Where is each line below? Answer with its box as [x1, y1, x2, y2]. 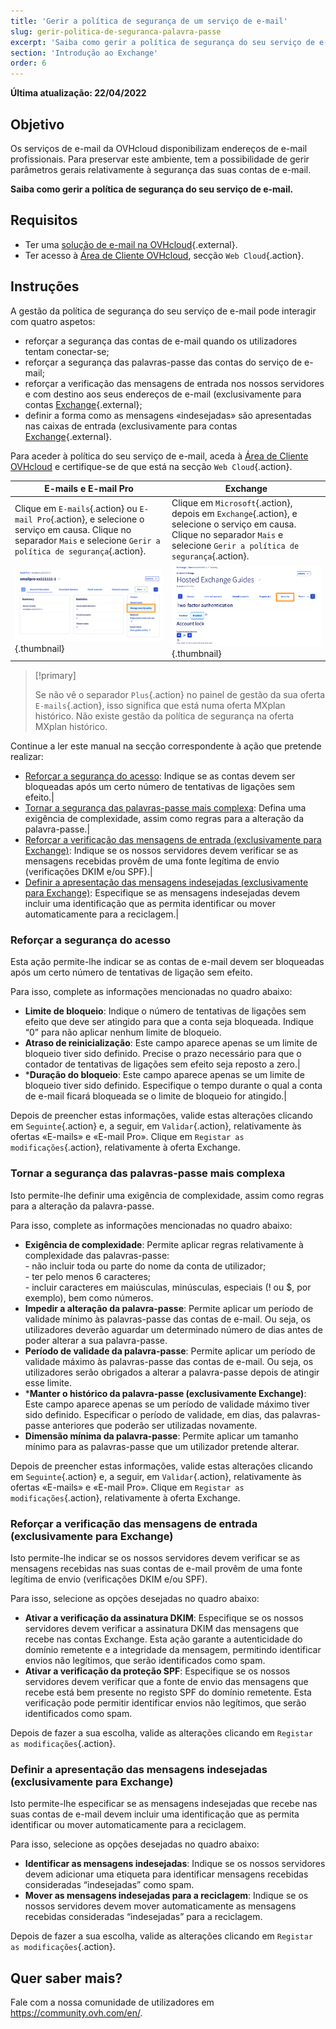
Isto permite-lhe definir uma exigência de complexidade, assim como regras [10, 1189, 325, 1201]
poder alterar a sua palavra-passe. [24, 1334, 168, 1346]
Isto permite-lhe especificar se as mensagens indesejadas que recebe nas [10, 1798, 318, 1810]
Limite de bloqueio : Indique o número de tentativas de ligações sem [24, 1005, 307, 1017]
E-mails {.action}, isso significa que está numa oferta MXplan [34, 700, 286, 712]
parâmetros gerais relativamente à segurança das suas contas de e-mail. [10, 163, 312, 175]
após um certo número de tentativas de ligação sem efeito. [10, 966, 253, 979]
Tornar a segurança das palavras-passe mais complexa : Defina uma [24, 802, 307, 814]
